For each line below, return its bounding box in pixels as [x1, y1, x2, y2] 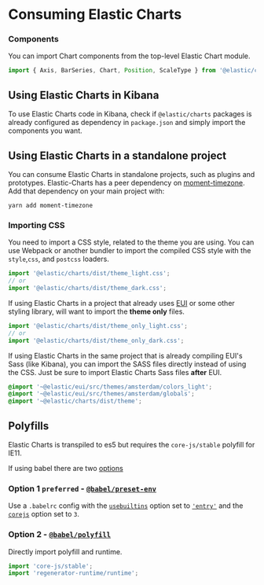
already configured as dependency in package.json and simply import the [8, 118, 246, 127]
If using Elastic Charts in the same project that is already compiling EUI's [8, 351, 243, 360]
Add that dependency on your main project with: [8, 186, 165, 196]
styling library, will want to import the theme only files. [8, 307, 185, 316]
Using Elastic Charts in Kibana [8, 88, 159, 101]
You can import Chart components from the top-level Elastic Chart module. [8, 51, 251, 61]
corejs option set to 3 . [8, 510, 80, 519]
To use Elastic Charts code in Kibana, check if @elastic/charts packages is [8, 109, 252, 119]
